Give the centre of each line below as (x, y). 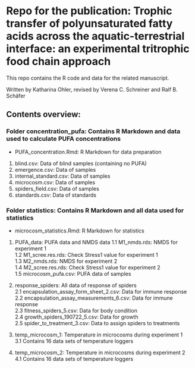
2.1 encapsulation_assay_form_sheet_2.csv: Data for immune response (101, 291)
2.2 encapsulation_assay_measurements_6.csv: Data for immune (94, 298)
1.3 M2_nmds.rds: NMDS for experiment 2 (66, 261)
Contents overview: (44, 114)
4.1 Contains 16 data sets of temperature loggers (74, 358)
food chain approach (59, 62)
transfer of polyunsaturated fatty (89, 23)
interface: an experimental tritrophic (98, 49)
